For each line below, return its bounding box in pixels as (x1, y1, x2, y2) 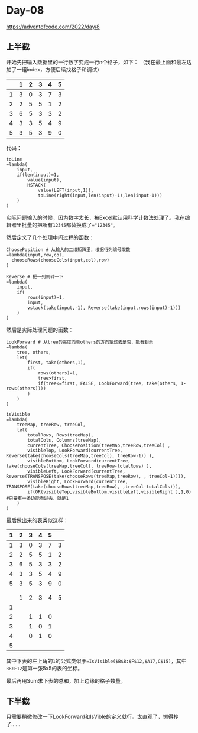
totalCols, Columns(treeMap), (27, 437, 102, 443)
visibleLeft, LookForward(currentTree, (27, 468, 126, 474)
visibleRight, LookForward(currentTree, (27, 478, 128, 484)
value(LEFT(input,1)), (37, 187, 94, 193)
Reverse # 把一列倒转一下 (6, 273, 64, 279)
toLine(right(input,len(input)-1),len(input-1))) (37, 193, 163, 198)
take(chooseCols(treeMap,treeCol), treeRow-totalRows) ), (6, 463, 152, 469)
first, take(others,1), (27, 360, 86, 366)
